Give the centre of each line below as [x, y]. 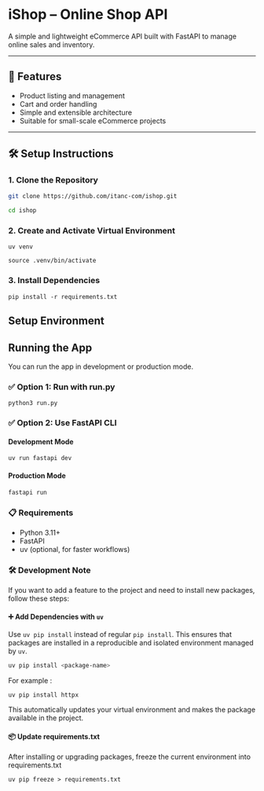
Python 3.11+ [40, 532]
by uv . [18, 651]
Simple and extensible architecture [75, 112]
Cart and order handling [58, 104]
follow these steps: [38, 598]
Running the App [50, 348]
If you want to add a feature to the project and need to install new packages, [132, 590]
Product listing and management [72, 95]
